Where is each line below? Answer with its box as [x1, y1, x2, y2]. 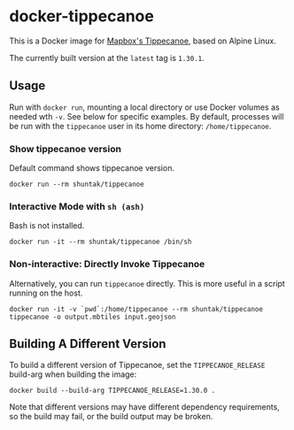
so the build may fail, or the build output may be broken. [9, 411, 213, 422]
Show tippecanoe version [9, 142, 122, 155]
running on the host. [9, 288, 83, 298]
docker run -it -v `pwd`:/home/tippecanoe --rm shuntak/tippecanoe [9, 304, 264, 313]
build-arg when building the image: [9, 369, 137, 380]
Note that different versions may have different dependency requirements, [9, 402, 281, 412]
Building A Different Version [9, 336, 166, 351]
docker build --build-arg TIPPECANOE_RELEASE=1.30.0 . [9, 387, 216, 395]
